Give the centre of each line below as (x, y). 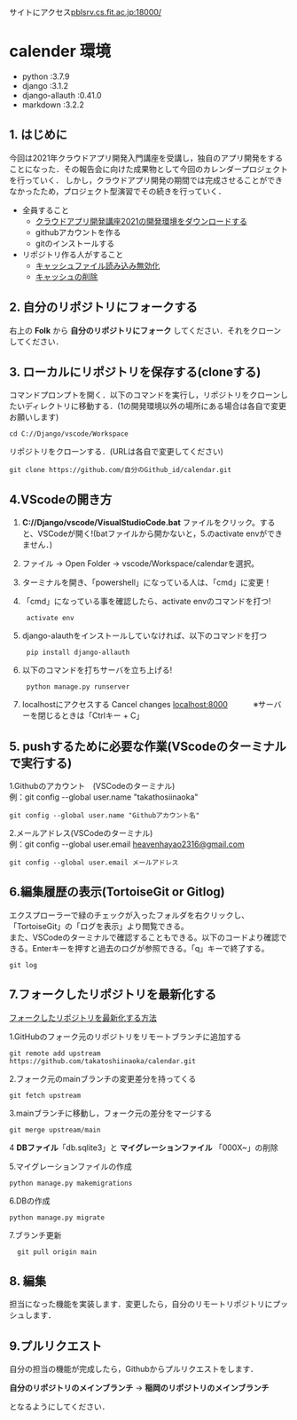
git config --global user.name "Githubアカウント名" (105, 816)
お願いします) (34, 417)
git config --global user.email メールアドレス (94, 863)
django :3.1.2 (45, 85)
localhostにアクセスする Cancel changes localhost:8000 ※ (140, 705)
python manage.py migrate (57, 1218)
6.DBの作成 (30, 1201)
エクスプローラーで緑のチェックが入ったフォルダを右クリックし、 (129, 915)
